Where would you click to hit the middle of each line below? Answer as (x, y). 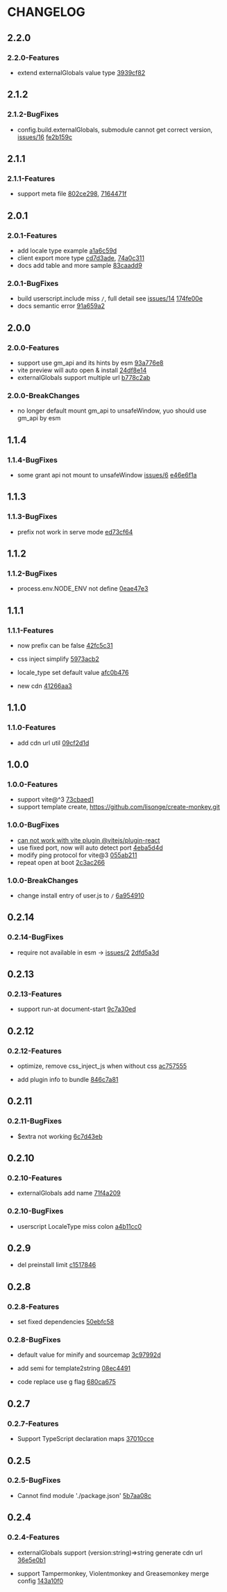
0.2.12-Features (35, 1051)
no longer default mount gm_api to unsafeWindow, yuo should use (112, 411)
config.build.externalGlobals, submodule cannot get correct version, (115, 129)
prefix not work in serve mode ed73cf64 (75, 532)
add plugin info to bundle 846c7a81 (68, 1080)
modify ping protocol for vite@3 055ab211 (77, 855)
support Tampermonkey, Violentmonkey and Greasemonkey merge (113, 1573)
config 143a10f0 (40, 1581)
